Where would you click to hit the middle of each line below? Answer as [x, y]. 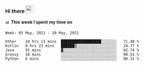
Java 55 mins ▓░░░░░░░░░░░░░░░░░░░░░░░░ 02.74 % [72, 50]
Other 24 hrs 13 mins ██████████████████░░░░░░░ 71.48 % [72, 42]
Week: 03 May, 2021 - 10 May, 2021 [42, 33]
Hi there [15, 11]
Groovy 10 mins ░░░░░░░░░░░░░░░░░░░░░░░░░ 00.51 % [72, 55]
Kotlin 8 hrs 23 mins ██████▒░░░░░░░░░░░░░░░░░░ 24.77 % [72, 46]
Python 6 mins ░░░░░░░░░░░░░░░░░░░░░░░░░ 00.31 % [72, 59]
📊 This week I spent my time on [39, 22]
